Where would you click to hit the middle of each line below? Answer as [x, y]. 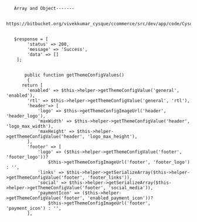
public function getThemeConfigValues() [74, 75]
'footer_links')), [110, 177]
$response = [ [31, 39]
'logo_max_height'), [112, 136]
